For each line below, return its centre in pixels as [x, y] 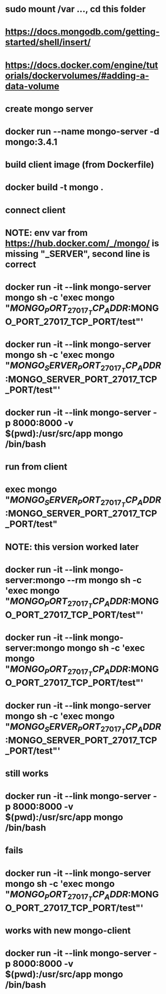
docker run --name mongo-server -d [82, 131]
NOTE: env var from [47, 233]
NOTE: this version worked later [72, 547]
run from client [36, 467]
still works [27, 774]
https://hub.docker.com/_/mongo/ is [82, 243]
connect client [35, 210]
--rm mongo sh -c [104, 580]
